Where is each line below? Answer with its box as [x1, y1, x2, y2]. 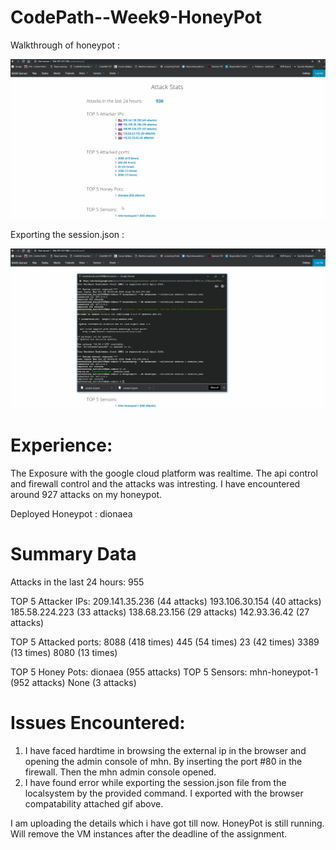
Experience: [10, 434, 113, 456]
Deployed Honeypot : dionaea [10, 507, 133, 520]
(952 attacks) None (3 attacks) [10, 676, 137, 688]
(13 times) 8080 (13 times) [10, 646, 118, 658]
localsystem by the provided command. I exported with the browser [24, 787, 304, 799]
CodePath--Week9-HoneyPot [10, 6, 263, 29]
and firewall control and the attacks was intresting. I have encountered [10, 477, 301, 490]
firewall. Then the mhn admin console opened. [24, 766, 217, 778]
